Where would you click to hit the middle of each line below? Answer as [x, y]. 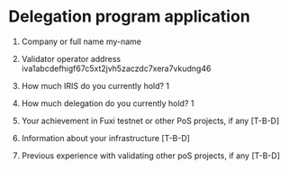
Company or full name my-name [81, 41]
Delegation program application [130, 17]
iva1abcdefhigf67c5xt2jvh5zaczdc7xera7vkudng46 [116, 68]
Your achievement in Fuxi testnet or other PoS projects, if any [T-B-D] [150, 121]
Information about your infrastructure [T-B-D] [106, 138]
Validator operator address [71, 58]
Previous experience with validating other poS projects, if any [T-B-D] [151, 156]
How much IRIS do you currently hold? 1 [95, 85]
